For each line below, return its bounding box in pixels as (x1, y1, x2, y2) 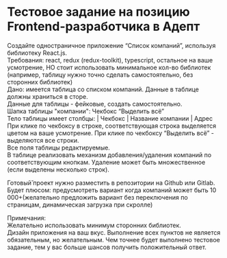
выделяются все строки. (7, 136, 79, 144)
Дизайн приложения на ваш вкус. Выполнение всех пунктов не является (7, 228, 221, 237)
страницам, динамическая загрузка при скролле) (7, 200, 153, 209)
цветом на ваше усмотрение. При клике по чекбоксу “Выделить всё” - (7, 128, 214, 137)
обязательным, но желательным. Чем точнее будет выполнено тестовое (7, 235, 220, 244)
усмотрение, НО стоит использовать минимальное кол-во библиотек (7, 63, 211, 71)
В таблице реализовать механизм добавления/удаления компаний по (7, 150, 212, 159)
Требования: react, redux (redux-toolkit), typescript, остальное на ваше (7, 56, 213, 64)
